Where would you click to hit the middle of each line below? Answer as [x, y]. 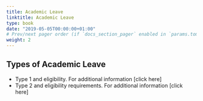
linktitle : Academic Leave [40, 18]
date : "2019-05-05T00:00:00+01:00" [51, 29]
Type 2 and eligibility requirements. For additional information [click [99, 85]
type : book [20, 23]
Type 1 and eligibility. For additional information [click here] [88, 79]
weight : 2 [19, 40]
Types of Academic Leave [56, 64]
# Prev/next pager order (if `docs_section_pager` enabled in [86, 34]
